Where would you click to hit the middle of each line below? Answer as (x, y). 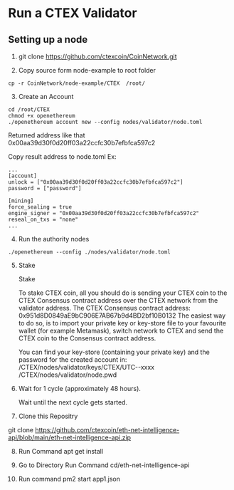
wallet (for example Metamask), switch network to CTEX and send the (121, 330)
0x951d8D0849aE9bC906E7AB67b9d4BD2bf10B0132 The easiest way (122, 316)
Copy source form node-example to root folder (87, 70)
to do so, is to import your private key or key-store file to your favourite (122, 323)
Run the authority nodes (54, 239)
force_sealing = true (40, 207)
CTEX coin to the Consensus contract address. (87, 338)
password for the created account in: (73, 360)
